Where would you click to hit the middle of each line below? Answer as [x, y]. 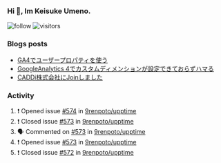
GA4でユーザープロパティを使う [63, 60]
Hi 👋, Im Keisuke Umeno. [49, 11]
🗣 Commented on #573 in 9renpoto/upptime [81, 131]
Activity [21, 95]
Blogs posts [28, 44]
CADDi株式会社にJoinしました [60, 77]
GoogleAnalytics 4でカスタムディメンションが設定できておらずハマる [115, 68]
